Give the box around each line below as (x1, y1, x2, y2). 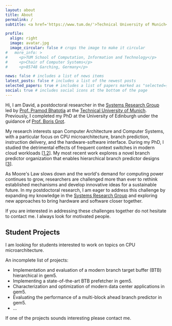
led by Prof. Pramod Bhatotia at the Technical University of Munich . (5, 107, 147, 113)
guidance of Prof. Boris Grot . (5, 118, 66, 124)
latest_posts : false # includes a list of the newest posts (5, 78, 137, 83)
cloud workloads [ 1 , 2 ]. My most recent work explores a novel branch (5, 149, 150, 156)
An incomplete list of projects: (5, 257, 69, 263)
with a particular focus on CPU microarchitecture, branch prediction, (5, 134, 150, 140)
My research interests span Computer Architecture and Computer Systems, (5, 128, 165, 134)
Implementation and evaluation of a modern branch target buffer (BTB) (12, 267, 162, 273)
